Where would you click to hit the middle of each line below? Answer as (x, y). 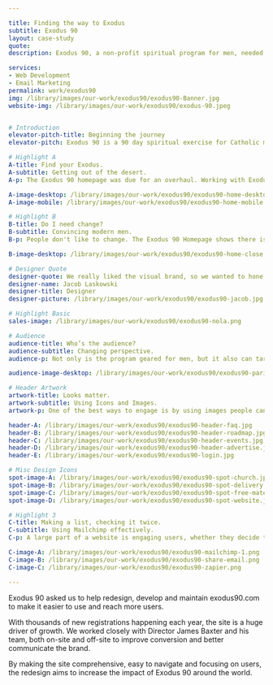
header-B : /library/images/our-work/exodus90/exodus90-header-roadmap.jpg (138, 433)
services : (25, 68)
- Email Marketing (39, 83)
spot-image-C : (32, 492)
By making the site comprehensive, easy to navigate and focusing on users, (135, 664)
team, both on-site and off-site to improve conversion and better (116, 639)
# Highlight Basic (39, 314)
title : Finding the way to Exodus (67, 23)
